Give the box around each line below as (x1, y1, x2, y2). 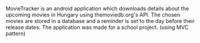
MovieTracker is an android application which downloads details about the (5, 5, 189, 12)
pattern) (5, 30, 26, 37)
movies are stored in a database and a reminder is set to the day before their (5, 18, 195, 24)
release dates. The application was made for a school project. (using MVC (5, 24, 189, 31)
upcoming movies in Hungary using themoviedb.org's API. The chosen (5, 11, 181, 18)
